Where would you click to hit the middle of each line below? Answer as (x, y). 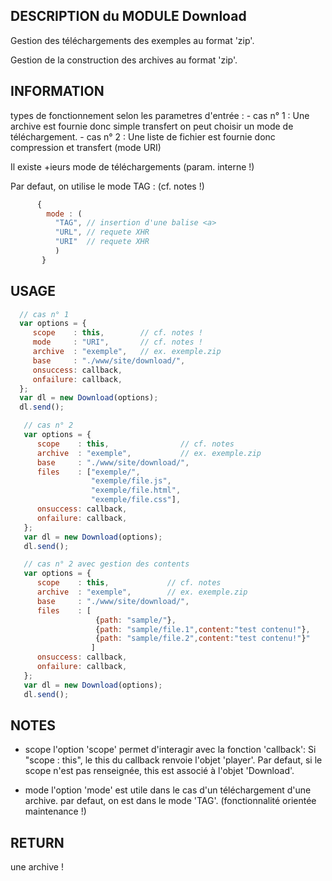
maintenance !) (55, 811)
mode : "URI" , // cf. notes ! (117, 342)
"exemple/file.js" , (131, 481)
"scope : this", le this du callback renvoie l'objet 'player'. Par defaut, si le (173, 760)
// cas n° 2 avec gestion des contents (106, 564)
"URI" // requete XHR (102, 242)
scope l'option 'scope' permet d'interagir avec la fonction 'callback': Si (170, 750)
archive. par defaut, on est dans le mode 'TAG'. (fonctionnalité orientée (170, 801)
